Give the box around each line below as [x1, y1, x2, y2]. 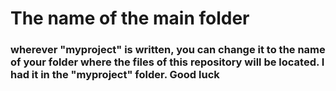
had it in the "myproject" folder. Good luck [10, 68, 220, 82]
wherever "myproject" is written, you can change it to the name [10, 43, 326, 57]
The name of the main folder [10, 7, 250, 30]
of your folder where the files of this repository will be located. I [10, 55, 325, 69]
